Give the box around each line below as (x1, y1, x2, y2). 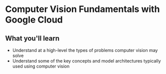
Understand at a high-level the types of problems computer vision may (12, 47, 158, 53)
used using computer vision (12, 63, 70, 69)
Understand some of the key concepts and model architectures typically (12, 58, 161, 63)
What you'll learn (5, 34, 60, 42)
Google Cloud (5, 14, 63, 25)
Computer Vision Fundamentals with (5, 3, 160, 15)
